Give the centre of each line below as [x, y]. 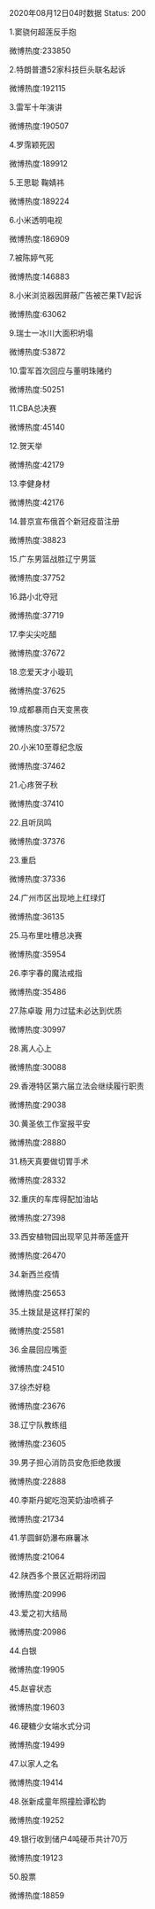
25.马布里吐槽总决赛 [46, 935]
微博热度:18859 [37, 1895]
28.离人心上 [30, 1048]
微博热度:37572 [37, 728]
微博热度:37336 [37, 879]
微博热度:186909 [40, 239]
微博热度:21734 [37, 1519]
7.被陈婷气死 [32, 258]
